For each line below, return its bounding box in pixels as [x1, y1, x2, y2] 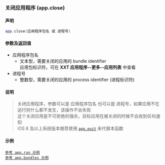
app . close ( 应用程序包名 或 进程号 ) [5, 29, 71, 34]
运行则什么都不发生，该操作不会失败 [17, 107, 91, 113]
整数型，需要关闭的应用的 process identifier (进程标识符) [19, 77, 135, 82]
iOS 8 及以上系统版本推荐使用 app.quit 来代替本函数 [17, 125, 124, 131]
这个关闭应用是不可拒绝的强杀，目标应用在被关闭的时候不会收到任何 [17, 113, 156, 119]
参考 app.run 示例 [5, 150, 40, 155]
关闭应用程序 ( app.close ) [5, 4, 65, 11]
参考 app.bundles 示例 [5, 155, 49, 160]
